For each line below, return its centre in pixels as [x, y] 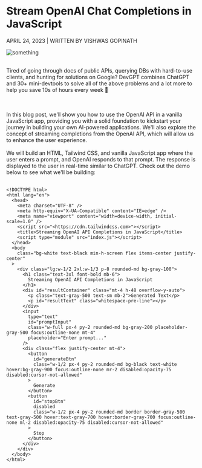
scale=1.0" [20, 221]
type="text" [43, 317]
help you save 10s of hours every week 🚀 [57, 89]
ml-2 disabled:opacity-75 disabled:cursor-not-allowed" [92, 422]
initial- [166, 216]
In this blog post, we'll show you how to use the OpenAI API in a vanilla [94, 114]
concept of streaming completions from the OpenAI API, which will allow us [100, 134]
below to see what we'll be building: [51, 172]
